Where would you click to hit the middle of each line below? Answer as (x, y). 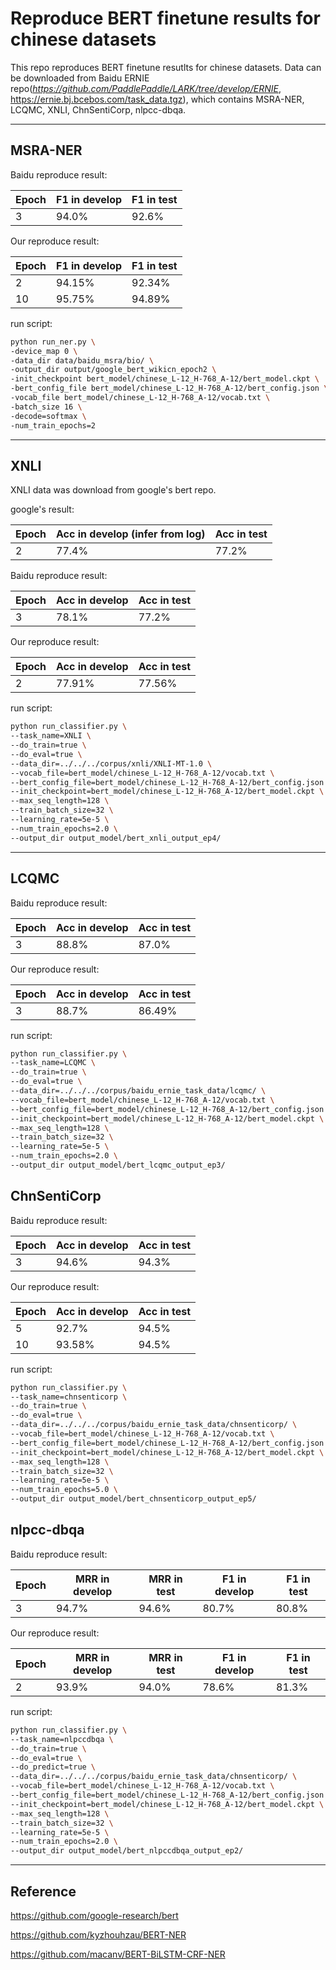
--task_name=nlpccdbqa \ (62, 1739)
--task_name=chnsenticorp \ (69, 1397)
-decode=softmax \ (48, 416)
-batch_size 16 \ (46, 407)
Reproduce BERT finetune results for (165, 18)
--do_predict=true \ (53, 1767)
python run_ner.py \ (53, 342)
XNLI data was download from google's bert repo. (113, 490)
